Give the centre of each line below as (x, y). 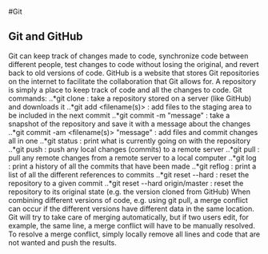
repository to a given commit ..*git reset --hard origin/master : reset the (126, 183)
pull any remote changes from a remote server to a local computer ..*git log (133, 157)
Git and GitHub (46, 36)
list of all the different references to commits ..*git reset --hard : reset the (129, 174)
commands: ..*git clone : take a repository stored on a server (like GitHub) (130, 98)
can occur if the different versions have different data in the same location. (131, 208)
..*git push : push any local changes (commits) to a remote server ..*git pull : (134, 149)
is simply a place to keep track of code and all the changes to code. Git (125, 89)
